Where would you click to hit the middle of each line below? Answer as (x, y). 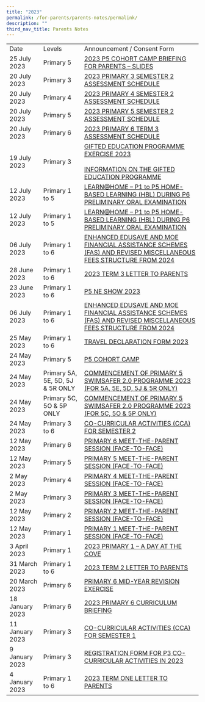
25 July (20, 59)
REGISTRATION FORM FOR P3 (128, 653)
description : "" (27, 23)
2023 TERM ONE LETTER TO (126, 678)
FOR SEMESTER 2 (110, 431)
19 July (20, 158)
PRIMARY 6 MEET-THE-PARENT (131, 441)
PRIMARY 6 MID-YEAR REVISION (132, 582)
